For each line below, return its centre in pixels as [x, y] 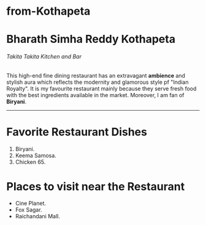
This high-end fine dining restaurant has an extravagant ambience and [96, 75]
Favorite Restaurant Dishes [77, 132]
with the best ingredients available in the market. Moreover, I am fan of [95, 95]
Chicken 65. [30, 162]
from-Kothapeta [48, 11]
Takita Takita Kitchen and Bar [44, 56]
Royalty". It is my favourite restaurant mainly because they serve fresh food [101, 88]
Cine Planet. [31, 204]
